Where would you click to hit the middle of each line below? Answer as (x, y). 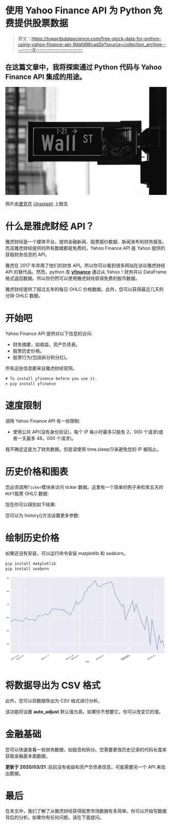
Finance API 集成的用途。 (46, 77)
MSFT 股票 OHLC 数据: (27, 493)
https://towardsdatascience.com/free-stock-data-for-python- (96, 39)
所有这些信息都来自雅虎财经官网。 (41, 368)
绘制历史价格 (33, 538)
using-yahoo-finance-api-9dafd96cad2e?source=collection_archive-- (92, 44)
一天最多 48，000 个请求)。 (47, 438)
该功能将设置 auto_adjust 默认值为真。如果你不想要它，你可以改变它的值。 (84, 711)
